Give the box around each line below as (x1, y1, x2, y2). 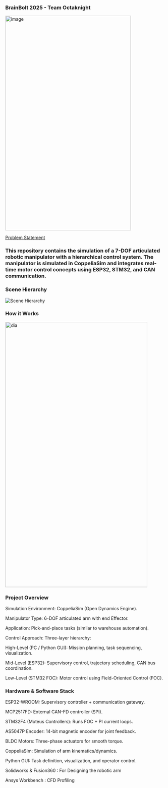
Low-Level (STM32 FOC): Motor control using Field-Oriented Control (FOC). (5, 675, 163, 681)
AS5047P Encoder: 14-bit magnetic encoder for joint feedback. (5, 728, 136, 734)
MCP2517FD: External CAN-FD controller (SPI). (5, 709, 103, 715)
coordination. (5, 665, 33, 671)
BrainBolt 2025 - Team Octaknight (5, 4, 91, 11)
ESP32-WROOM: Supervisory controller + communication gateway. (5, 699, 145, 705)
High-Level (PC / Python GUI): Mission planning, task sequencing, (5, 645, 142, 651)
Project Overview (5, 594, 49, 601)
